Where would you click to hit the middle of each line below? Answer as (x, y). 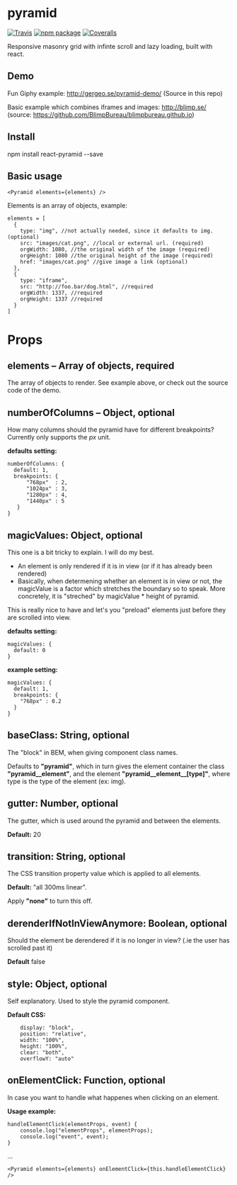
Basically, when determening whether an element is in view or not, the (120, 581)
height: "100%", (44, 1047)
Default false (27, 962)
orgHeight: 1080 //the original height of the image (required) (117, 256)
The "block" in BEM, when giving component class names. (93, 752)
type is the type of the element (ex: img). (67, 781)
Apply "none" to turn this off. (50, 901)
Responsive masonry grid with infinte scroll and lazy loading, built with (110, 46)
